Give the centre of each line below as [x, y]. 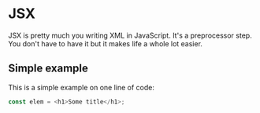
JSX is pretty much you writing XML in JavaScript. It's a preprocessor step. [130, 35]
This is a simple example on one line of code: [82, 87]
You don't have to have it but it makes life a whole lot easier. [106, 43]
